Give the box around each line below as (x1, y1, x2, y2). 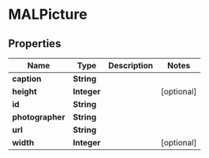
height (12, 86, 37, 97)
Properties (8, 37, 62, 50)
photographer (12, 112, 65, 123)
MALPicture (8, 6, 88, 24)
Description (108, 61, 154, 71)
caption (12, 73, 42, 84)
